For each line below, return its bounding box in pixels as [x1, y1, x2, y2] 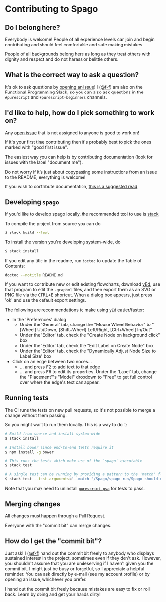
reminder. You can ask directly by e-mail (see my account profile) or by [5, 571, 150, 577]
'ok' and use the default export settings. [5, 297, 86, 303]
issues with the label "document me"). [5, 159, 83, 165]
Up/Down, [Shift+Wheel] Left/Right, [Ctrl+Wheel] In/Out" [37, 327, 152, 333]
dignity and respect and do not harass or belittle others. [5, 56, 119, 62]
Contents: [5, 263, 25, 269]
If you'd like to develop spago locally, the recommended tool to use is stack [5, 211, 159, 217]
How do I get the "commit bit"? [5, 537, 102, 545]
